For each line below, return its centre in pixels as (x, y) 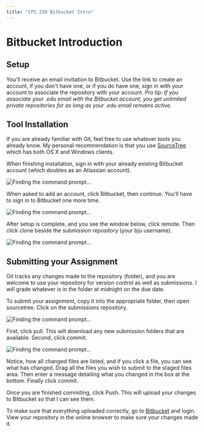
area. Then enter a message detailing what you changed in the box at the (98, 374)
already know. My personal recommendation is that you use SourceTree (97, 146)
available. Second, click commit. (47, 338)
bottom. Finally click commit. (42, 381)
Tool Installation (37, 125)
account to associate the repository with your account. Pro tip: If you (92, 92)
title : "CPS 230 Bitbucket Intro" (50, 12)
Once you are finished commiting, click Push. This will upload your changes (101, 393)
